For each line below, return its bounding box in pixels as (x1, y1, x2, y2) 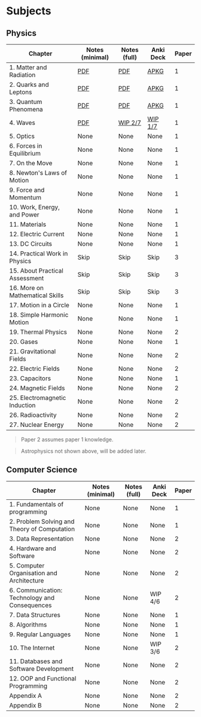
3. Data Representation (9, 534, 74, 542)
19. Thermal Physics (9, 328, 68, 336)
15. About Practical (9, 267, 64, 274)
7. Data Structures (9, 611, 61, 619)
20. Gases (9, 338, 38, 346)
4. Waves (9, 118, 36, 127)
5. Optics (9, 132, 35, 140)
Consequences (9, 601, 52, 609)
